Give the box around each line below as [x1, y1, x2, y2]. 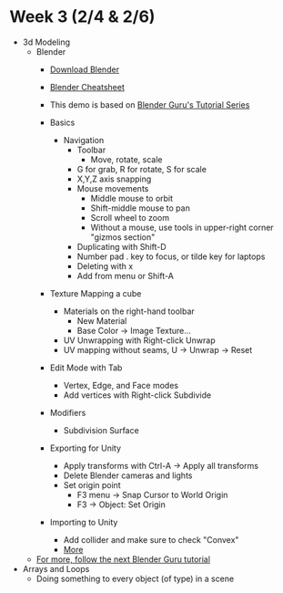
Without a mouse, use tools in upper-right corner [90, 222, 275, 233]
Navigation [63, 134, 105, 145]
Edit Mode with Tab [49, 362, 123, 373]
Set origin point [63, 479, 121, 490]
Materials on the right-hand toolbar [63, 306, 196, 317]
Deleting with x [76, 260, 134, 271]
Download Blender [49, 64, 120, 75]
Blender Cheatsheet [49, 81, 125, 92]
